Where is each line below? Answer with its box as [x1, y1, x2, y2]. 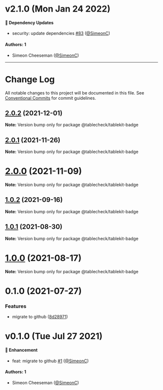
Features [5, 303, 27, 310]
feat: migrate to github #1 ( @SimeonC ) [12, 358, 89, 364]
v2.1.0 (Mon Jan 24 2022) [5, 3, 111, 15]
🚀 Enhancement [5, 347, 38, 353]
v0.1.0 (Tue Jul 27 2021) [5, 331, 103, 342]
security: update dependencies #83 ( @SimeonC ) [12, 31, 111, 36]
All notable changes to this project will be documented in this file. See [5, 90, 145, 95]
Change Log [5, 74, 55, 85]
